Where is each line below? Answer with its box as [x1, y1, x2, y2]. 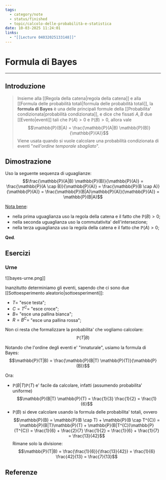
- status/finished [9, 16, 48, 21]
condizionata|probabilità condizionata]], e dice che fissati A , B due [17, 111, 152, 117]
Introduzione [5, 82, 46, 91]
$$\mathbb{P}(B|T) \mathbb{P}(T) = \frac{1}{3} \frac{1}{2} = [16, 396, 141, 402]
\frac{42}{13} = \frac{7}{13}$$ [56, 454, 118, 460]
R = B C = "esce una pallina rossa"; [12, 316, 82, 323]
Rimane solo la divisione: [12, 441, 63, 447]
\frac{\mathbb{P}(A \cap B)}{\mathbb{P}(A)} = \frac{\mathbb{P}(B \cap [6, 183, 152, 189]
